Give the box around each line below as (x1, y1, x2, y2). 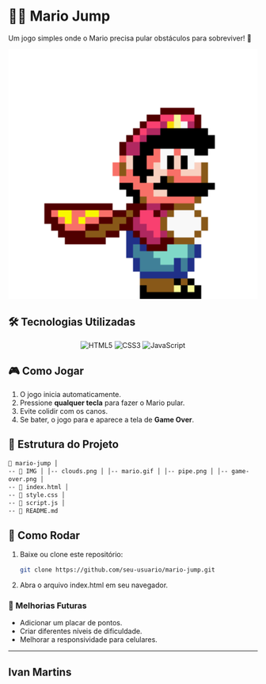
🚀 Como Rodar (8, 529, 81, 542)
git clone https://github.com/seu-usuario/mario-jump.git (19, 566, 215, 574)
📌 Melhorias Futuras (8, 600, 87, 611)
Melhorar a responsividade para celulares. (19, 635, 158, 644)
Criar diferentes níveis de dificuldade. (19, 626, 142, 636)
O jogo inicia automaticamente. (19, 389, 121, 399)
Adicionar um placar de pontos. (19, 618, 123, 628)
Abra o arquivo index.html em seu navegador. (19, 580, 169, 590)
